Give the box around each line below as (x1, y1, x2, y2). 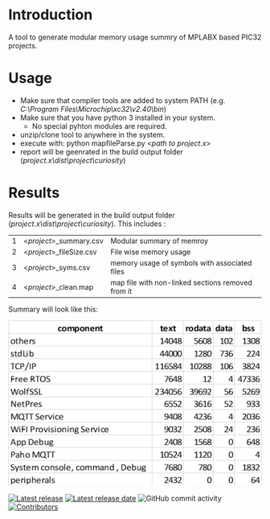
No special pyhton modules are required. (31, 121, 167, 130)
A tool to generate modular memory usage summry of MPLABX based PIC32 (8, 32, 262, 42)
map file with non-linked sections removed (110, 278, 253, 287)
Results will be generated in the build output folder (8, 210, 175, 220)
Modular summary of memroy (110, 236, 209, 245)
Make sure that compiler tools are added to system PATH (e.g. (19, 95, 226, 105)
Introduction (8, 6, 93, 24)
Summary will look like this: (8, 304, 99, 314)
